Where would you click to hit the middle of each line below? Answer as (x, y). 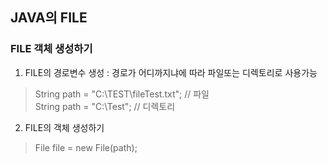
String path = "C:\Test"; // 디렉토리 (105, 106)
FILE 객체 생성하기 (51, 49)
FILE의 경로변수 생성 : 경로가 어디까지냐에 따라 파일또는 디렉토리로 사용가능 (171, 72)
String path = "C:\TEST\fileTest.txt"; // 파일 (122, 94)
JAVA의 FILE (49, 18)
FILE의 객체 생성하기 (64, 127)
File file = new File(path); (86, 147)
